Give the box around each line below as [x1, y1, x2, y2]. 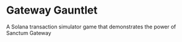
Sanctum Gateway [6, 29, 51, 36]
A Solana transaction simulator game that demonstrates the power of [6, 23, 177, 30]
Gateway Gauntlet [6, 4, 98, 17]
